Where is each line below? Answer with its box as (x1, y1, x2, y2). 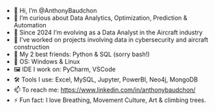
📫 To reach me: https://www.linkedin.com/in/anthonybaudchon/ (13, 86, 196, 94)
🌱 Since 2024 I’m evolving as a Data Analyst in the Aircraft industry (13, 28, 203, 36)
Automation (13, 21, 47, 29)
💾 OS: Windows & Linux (13, 58, 80, 65)
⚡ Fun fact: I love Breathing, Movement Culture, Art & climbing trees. (13, 96, 207, 104)
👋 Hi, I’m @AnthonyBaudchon (13, 7, 97, 14)
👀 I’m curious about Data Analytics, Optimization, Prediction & (13, 14, 188, 22)
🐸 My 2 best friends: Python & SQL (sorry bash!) (13, 50, 150, 58)
